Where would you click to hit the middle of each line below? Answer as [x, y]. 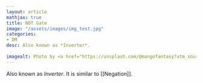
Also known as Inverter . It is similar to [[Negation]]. [69, 73]
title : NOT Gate [27, 23]
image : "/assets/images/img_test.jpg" [55, 29]
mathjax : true [24, 17]
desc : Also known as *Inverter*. [48, 46]
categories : [21, 34]
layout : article [27, 12]
